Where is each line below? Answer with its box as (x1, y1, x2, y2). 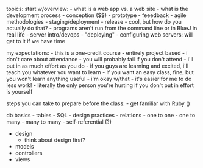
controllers (15, 149, 43, 156)
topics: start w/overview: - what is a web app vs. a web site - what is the (6, 5, 188, 12)
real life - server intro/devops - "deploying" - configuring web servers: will (6, 31, 193, 38)
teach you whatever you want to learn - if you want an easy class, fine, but (6, 69, 194, 75)
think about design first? (24, 136, 85, 144)
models (15, 143, 34, 150)
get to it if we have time (6, 38, 65, 44)
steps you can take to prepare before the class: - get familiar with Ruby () (6, 100, 190, 107)
